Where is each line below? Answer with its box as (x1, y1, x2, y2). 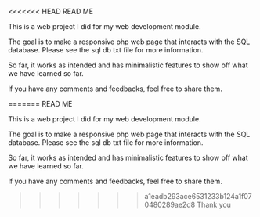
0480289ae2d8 (144, 200, 196, 209)
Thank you (197, 200, 231, 209)
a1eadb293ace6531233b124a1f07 (144, 192, 252, 201)
